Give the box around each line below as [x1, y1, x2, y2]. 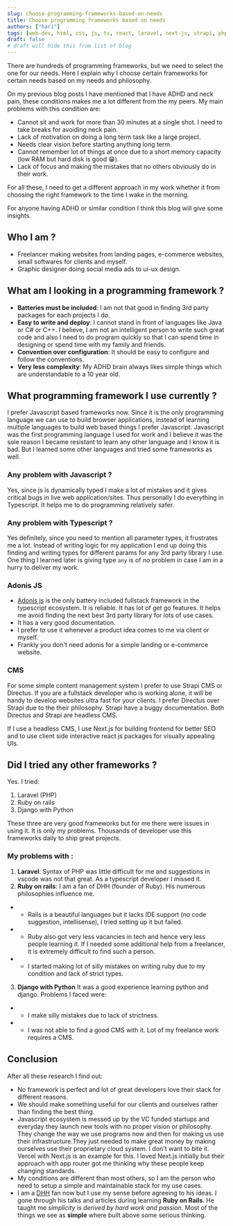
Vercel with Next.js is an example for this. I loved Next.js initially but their [17, 1152, 225, 1160]
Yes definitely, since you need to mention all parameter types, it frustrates [7, 534, 218, 542]
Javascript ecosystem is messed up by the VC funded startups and [17, 1115, 210, 1123]
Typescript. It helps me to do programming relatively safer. [7, 500, 175, 509]
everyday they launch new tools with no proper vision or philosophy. [17, 1122, 213, 1130]
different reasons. [17, 1093, 68, 1101]
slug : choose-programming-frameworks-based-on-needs [7, 10, 163, 17]
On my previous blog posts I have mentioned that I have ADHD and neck [7, 90, 214, 98]
